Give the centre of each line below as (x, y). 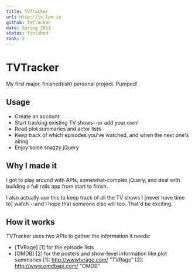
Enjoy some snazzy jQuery (47, 147)
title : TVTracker (27, 11)
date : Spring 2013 (28, 28)
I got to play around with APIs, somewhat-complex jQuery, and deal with (93, 180)
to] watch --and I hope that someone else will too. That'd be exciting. (89, 204)
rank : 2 (16, 39)
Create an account (37, 116)
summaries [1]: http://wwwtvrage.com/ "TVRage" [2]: (79, 260)
